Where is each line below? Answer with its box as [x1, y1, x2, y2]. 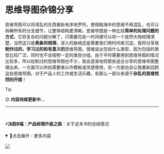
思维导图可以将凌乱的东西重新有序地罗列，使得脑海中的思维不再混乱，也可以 [5, 22, 159, 27]
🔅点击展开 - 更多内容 [9, 132, 51, 138]
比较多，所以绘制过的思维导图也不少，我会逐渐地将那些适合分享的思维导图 [5, 58, 155, 64]
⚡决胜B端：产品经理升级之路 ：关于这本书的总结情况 [5, 121, 109, 127]
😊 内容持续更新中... [5, 96, 45, 102]
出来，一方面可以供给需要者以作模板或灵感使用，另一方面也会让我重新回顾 [9, 64, 159, 70]
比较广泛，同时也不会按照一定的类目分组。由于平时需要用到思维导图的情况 [9, 52, 159, 58]
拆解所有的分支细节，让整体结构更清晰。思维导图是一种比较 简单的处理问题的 [5, 27, 159, 33]
